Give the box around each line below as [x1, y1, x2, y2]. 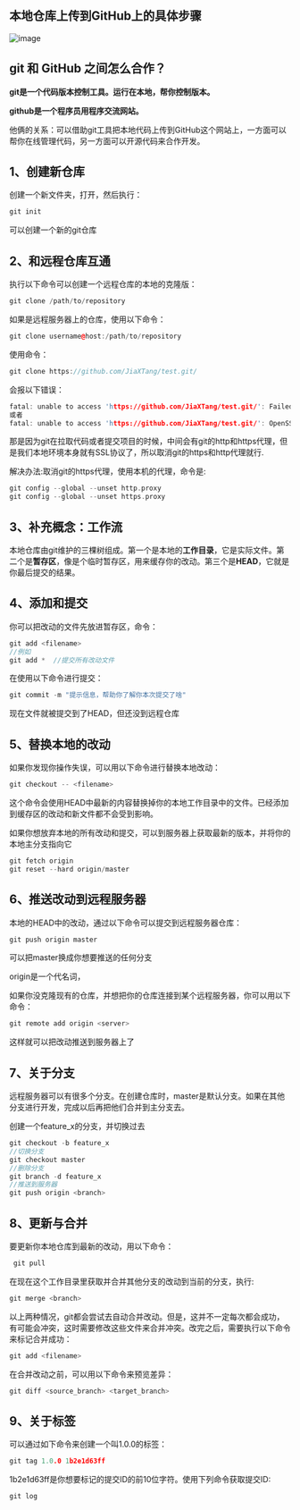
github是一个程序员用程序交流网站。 [9, 105, 145, 116]
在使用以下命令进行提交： [9, 673, 104, 684]
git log [9, 1492, 38, 1501]
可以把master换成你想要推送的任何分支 [9, 952, 153, 963]
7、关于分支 [9, 1065, 76, 1080]
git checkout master [9, 1155, 87, 1164]
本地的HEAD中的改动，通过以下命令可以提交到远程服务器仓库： [9, 917, 243, 928]
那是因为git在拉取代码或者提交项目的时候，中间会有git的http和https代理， [9, 436, 280, 447]
